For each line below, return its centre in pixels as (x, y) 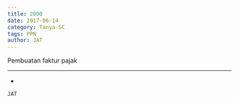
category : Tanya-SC (36, 27)
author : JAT (25, 40)
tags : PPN (22, 34)
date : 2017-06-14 (33, 21)
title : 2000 (25, 14)
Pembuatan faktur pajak (42, 60)
